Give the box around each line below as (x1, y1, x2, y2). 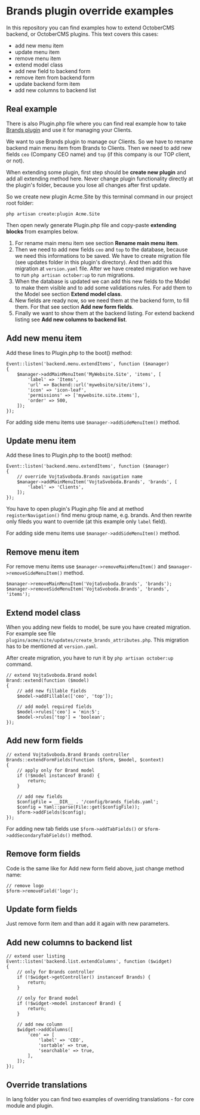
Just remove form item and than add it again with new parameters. (6, 920, 170, 927)
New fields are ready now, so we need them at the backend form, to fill (14, 297, 189, 304)
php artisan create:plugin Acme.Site (6, 211, 100, 217)
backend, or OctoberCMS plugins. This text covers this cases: (6, 30, 159, 37)
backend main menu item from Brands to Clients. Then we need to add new (6, 144, 192, 151)
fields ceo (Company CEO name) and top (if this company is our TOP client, (6, 150, 191, 158)
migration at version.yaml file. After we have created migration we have (14, 265, 191, 272)
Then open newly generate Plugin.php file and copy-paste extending (6, 221, 177, 228)
